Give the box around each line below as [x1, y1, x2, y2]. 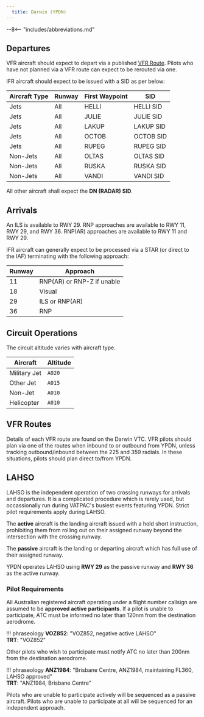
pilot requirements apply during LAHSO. [6, 508, 107, 515]
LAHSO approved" [6, 672, 53, 680]
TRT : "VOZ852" [6, 636, 46, 643]
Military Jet [9, 369, 41, 377]
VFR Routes [6, 419, 52, 430]
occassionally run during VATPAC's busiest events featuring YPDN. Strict [6, 501, 189, 509]
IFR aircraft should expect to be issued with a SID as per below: [6, 77, 166, 85]
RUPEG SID [133, 142, 166, 151]
